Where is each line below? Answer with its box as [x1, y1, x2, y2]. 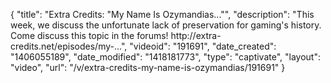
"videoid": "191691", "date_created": [129, 40, 277, 52]
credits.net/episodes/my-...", [10, 40, 128, 52]
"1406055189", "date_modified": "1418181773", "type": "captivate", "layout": [10, 51, 321, 63]
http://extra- [170, 30, 222, 41]
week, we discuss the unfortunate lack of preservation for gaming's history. [10, 19, 322, 31]
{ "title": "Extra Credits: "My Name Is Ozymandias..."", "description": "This [10, 9, 315, 20]
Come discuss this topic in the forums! [10, 30, 169, 41]
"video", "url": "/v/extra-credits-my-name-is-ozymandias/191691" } [10, 62, 286, 73]
